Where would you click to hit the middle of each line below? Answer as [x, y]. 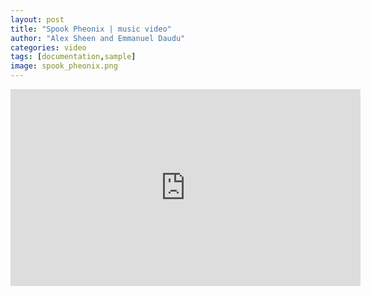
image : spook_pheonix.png [64, 66]
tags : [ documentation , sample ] [73, 57]
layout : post [37, 19]
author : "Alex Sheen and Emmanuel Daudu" [98, 38]
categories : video [48, 47]
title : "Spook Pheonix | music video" [91, 29]
